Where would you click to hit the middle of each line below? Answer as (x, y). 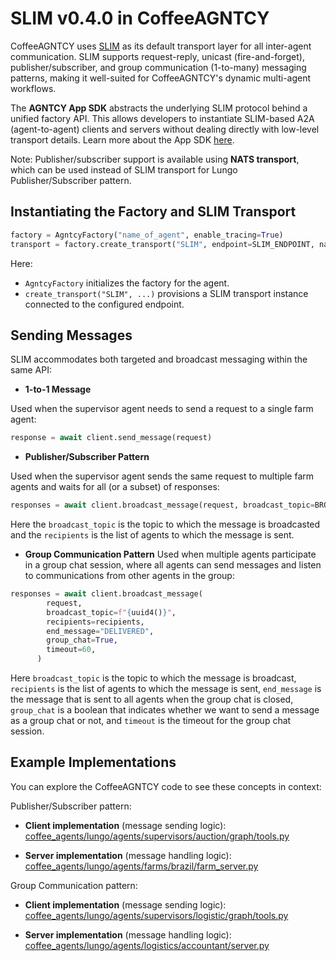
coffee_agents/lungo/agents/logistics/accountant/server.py (147, 945)
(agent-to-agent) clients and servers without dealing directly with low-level (165, 129)
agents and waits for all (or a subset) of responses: (115, 487)
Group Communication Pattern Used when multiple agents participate (170, 554)
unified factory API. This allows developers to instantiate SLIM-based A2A (162, 118)
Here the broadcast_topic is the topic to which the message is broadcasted (165, 524)
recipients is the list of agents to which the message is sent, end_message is (166, 689)
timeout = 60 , (71, 650)
